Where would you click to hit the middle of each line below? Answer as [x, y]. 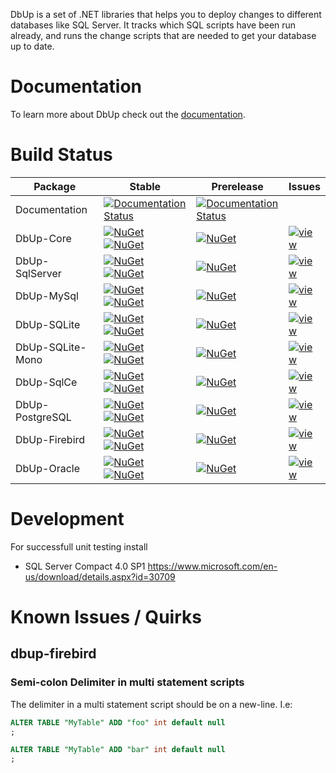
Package [55, 186]
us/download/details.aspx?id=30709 [100, 576]
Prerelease [237, 186]
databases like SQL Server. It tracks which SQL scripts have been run [153, 25]
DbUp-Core [43, 238]
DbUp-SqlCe [46, 382]
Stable [145, 186]
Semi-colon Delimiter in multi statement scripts [127, 682]
